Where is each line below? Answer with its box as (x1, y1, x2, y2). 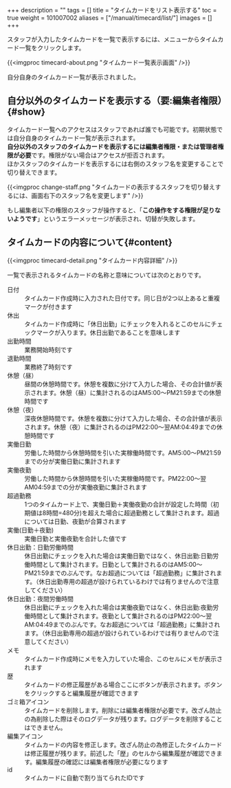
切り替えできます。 (7, 168, 61, 177)
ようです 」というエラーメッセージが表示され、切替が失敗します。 (12, 214, 199, 223)
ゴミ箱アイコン (7, 697, 49, 706)
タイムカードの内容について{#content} (7, 236, 173, 249)
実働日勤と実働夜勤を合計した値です (24, 534, 127, 543)
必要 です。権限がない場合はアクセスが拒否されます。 (19, 150, 168, 159)
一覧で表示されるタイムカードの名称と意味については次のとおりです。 (7, 271, 205, 279)
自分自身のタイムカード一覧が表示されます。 (12, 133, 140, 142)
